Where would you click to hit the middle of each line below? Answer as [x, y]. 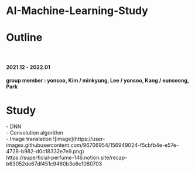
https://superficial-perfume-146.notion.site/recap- [67, 158]
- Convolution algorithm [35, 133]
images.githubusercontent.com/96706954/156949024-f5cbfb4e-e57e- [93, 145]
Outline [24, 38]
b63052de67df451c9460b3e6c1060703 [54, 164]
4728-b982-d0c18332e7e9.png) [45, 152]
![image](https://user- [79, 139]
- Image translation [29, 139]
